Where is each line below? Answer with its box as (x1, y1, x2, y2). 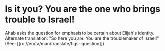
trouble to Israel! (5, 14, 75, 25)
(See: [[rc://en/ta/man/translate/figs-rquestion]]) (5, 40, 104, 46)
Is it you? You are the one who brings (5, 3, 161, 15)
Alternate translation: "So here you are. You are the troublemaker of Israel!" (5, 35, 159, 41)
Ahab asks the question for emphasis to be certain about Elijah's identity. (5, 30, 155, 36)
